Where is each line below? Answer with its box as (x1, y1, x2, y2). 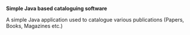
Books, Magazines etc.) (6, 23, 63, 29)
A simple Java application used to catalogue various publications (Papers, (6, 16, 184, 23)
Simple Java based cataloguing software (6, 5, 108, 12)
